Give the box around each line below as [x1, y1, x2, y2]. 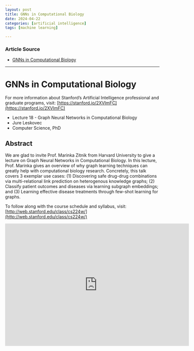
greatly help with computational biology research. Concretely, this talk [5, 168, 146, 174]
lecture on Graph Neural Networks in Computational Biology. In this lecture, [5, 158, 157, 164]
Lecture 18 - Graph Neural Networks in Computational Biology [12, 115, 137, 120]
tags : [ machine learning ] [5, 25, 58, 30]
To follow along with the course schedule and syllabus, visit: [5, 204, 126, 210]
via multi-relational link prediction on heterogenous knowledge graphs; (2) [5, 178, 155, 184]
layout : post [5, 7, 32, 12]
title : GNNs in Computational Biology [5, 12, 84, 17]
